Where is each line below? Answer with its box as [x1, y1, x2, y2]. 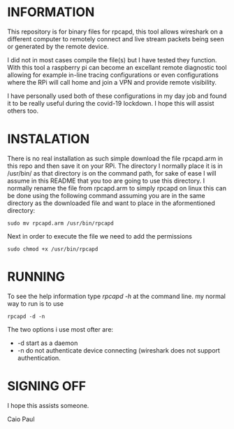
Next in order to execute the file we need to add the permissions [7, 232, 192, 240]
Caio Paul [7, 414, 35, 423]
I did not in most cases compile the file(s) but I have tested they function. [7, 55, 217, 64]
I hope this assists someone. [7, 401, 89, 409]
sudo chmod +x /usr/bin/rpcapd [7, 246, 98, 253]
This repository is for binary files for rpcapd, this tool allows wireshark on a [7, 27, 224, 36]
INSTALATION [7, 131, 90, 147]
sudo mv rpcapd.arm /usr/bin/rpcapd [7, 220, 114, 227]
